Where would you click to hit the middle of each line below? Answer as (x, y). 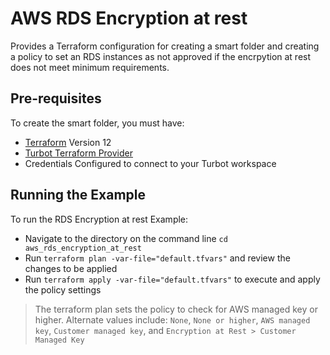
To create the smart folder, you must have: (97, 123)
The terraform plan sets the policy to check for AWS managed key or (176, 309)
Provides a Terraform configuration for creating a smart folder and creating (165, 46)
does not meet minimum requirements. (90, 67)
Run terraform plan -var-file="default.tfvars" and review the (157, 258)
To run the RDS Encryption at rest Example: (99, 219)
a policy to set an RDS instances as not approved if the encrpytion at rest (161, 56)
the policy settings (63, 289)
